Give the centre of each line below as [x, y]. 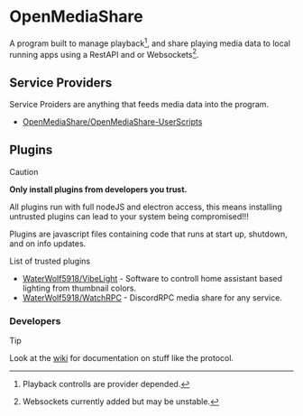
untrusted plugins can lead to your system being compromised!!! [129, 216]
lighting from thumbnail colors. [79, 288]
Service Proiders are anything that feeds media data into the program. [139, 105]
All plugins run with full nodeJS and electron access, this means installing [146, 207]
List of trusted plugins [50, 261]
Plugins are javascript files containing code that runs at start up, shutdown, [149, 234]
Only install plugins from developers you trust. [98, 189]
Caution [24, 171]
